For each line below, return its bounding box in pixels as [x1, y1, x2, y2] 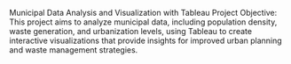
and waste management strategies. [9, 45, 138, 55]
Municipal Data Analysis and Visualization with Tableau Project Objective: [9, 8, 278, 18]
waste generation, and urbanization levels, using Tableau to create [9, 26, 253, 36]
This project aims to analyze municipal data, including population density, [9, 17, 278, 27]
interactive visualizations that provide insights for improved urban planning [9, 35, 282, 46]
